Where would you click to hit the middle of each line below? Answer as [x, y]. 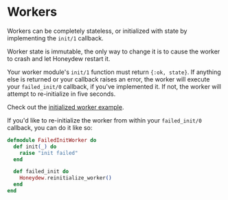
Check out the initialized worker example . [66, 107]
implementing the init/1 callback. [56, 38]
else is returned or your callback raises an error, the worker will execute [109, 79]
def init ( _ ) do [35, 147]
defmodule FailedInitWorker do [52, 140]
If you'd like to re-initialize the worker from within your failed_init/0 [105, 120]
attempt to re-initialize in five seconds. [61, 94]
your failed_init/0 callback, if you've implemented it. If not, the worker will [114, 86]
